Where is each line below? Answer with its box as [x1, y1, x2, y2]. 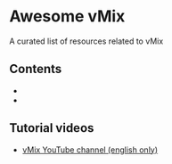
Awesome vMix [9, 6, 126, 27]
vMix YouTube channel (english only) [21, 144, 159, 155]
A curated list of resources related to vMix [9, 36, 164, 46]
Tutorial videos [9, 120, 94, 135]
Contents [9, 61, 62, 77]
